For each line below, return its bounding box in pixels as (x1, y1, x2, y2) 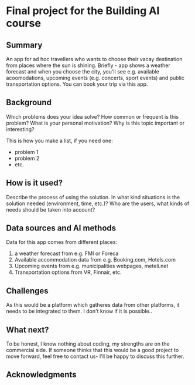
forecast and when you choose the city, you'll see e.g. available (6, 68, 159, 75)
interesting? (6, 125, 35, 133)
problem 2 (14, 155, 40, 162)
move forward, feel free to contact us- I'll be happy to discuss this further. (6, 353, 184, 360)
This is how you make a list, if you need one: (6, 137, 113, 144)
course (6, 16, 41, 30)
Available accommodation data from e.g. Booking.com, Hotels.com (14, 256, 176, 263)
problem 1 (14, 148, 39, 155)
